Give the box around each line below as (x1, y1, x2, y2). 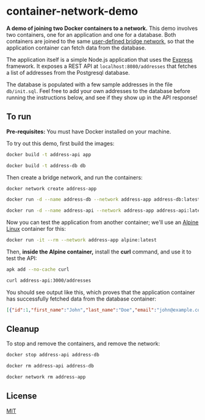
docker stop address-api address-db (6, 352, 99, 358)
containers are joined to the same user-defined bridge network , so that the (6, 37, 194, 45)
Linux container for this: (6, 225, 66, 233)
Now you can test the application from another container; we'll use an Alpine (6, 219, 199, 226)
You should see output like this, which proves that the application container (6, 288, 195, 296)
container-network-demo (6, 4, 138, 18)
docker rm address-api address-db (6, 363, 95, 369)
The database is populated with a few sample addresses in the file (6, 81, 173, 88)
